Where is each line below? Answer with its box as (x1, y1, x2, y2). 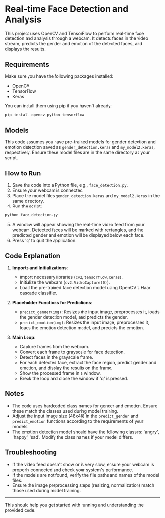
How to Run (5, 169, 41, 177)
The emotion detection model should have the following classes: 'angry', (12, 429, 159, 435)
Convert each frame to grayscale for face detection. (19, 349, 125, 355)
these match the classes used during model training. (12, 408, 119, 414)
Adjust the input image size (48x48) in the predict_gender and (12, 413, 138, 419)
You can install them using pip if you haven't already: (5, 103, 112, 109)
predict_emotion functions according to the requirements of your (12, 418, 144, 424)
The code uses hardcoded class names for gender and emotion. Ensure (12, 403, 158, 409)
